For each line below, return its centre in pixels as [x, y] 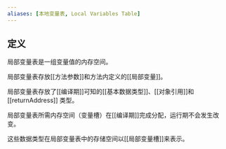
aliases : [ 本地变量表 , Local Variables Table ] [74, 14]
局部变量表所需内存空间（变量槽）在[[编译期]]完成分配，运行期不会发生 [110, 115]
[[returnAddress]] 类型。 [43, 100]
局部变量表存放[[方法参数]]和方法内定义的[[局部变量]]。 [87, 77]
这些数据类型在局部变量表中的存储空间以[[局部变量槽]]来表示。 [98, 139]
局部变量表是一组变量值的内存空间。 [60, 62]
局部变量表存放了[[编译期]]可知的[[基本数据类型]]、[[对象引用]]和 [101, 92]
